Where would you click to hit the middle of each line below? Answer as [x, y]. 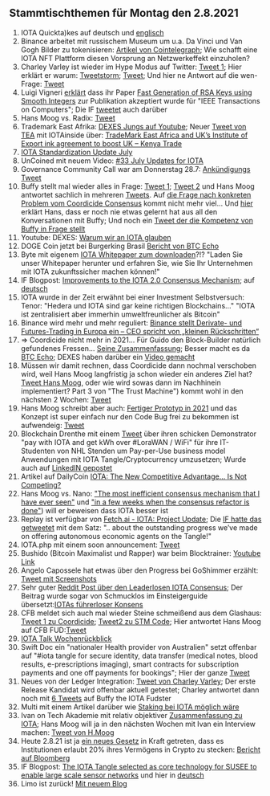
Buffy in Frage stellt [53, 229]
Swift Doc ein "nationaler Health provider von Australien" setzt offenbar [139, 647]
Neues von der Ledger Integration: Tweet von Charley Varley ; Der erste [138, 681]
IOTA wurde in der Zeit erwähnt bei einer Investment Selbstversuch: [133, 297]
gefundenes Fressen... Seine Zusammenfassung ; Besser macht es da [135, 348]
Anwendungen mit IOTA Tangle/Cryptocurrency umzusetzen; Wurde [133, 459]
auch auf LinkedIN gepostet [66, 467]
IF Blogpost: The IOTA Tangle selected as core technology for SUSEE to [139, 766]
